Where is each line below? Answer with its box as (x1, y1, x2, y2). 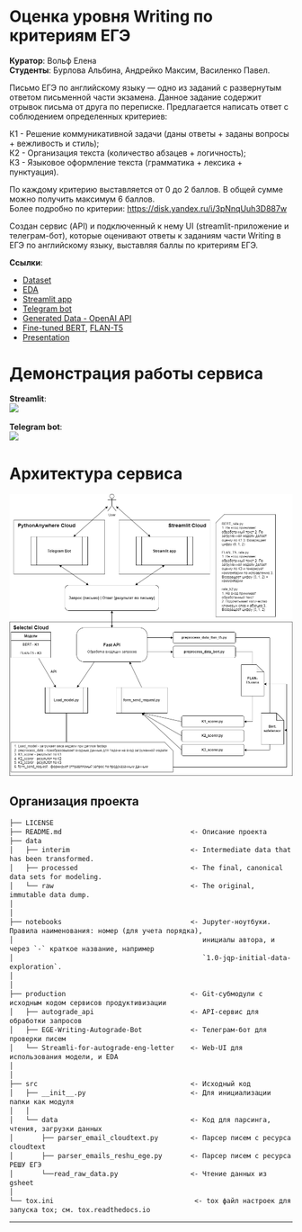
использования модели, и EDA (9, 1053, 119, 1062)
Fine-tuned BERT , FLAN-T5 (22, 322, 124, 333)
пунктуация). (9, 166, 59, 177)
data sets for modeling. (9, 873, 102, 882)
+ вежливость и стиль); (9, 138, 100, 148)
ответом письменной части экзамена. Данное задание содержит (9, 92, 262, 103)
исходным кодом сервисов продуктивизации (9, 999, 167, 1008)
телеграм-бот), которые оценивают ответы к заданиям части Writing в (9, 229, 281, 240)
